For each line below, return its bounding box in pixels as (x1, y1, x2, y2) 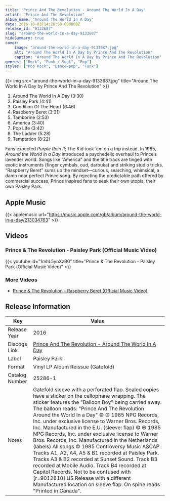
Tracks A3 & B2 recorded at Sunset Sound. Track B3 (32, 455, 158, 463)
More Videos (5, 276, 38, 283)
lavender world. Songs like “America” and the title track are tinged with (5, 156, 153, 162)
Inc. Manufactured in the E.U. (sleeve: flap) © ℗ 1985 (32, 424, 161, 431)
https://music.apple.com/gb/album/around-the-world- (49, 211, 162, 218)
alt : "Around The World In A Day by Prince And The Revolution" (14, 50, 153, 55)
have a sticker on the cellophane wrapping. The (32, 392, 146, 399)
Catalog (8, 371, 27, 379)
